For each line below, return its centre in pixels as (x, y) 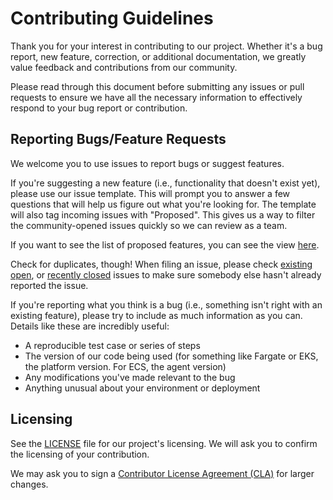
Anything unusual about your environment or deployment (142, 388)
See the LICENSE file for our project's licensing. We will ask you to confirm (164, 443)
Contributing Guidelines (112, 18)
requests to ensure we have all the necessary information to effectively (156, 97)
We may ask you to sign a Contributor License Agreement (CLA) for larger (162, 473)
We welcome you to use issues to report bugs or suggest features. (147, 163)
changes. (29, 484)
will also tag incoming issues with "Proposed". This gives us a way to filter (163, 214)
